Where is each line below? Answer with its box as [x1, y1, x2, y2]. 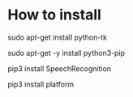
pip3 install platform [7, 79, 75, 89]
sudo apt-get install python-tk [7, 32, 107, 42]
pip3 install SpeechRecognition [7, 63, 111, 74]
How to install [7, 6, 102, 24]
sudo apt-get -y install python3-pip [7, 48, 126, 57]
